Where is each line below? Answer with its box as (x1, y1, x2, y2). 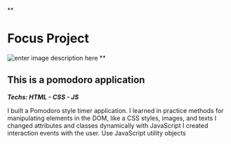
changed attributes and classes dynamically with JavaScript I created (7, 121, 209, 129)
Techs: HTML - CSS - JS (7, 93, 79, 101)
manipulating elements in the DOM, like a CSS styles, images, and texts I (7, 114, 217, 122)
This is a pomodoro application (7, 74, 145, 86)
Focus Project (7, 31, 90, 46)
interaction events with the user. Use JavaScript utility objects (7, 129, 186, 137)
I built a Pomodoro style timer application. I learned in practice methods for (7, 106, 224, 114)
